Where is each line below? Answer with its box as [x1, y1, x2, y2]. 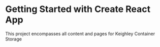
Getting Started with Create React [5, 3, 151, 15]
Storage [5, 36, 22, 42]
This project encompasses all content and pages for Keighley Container [5, 30, 155, 36]
